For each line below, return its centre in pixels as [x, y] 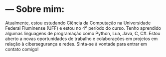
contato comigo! [22, 49]
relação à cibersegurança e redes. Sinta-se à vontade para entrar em [76, 44]
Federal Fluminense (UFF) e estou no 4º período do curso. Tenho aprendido [83, 28]
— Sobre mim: [35, 9]
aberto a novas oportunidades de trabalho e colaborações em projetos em [82, 39]
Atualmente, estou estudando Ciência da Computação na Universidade [78, 23]
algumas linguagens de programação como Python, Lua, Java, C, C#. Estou [83, 33]
